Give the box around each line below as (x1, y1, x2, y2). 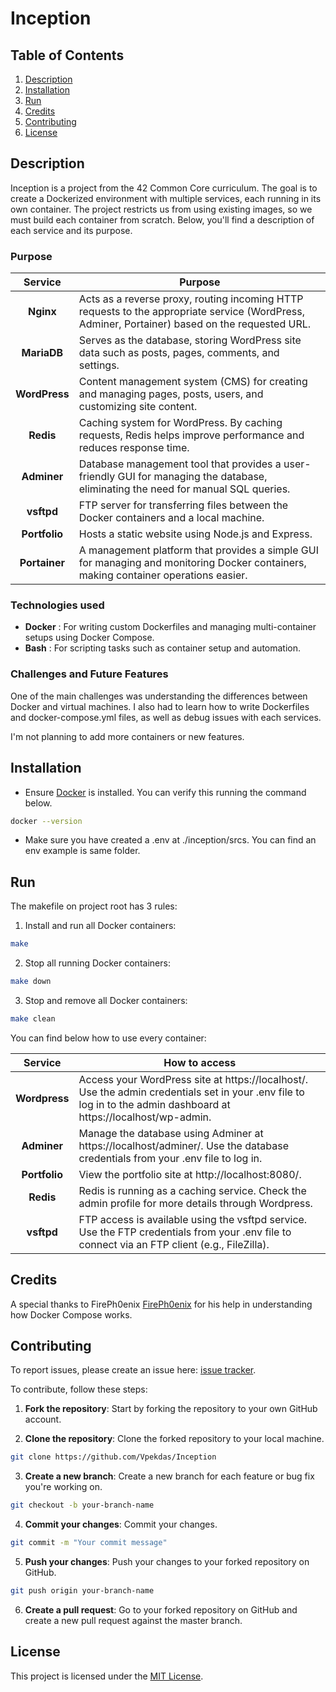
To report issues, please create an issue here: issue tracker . (10, 1364, 257, 1376)
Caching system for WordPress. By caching (78, 416, 283, 430)
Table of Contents (10, 47, 125, 64)
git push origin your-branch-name (10, 1586, 155, 1596)
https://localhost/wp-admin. (78, 1110, 212, 1124)
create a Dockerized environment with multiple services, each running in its (10, 192, 322, 204)
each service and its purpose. (10, 224, 133, 236)
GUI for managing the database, (117, 470, 268, 484)
